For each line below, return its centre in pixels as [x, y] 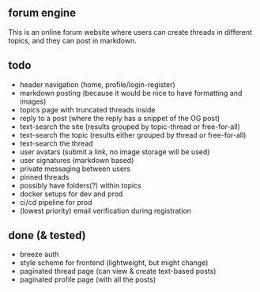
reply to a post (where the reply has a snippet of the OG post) [120, 118]
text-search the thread [56, 143]
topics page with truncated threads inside [87, 109]
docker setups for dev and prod [71, 194]
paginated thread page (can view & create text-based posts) [118, 271]
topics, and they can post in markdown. [72, 40]
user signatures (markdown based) [77, 160]
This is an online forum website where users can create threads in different [130, 32]
